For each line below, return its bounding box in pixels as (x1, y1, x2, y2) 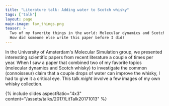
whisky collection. (5, 80, 43, 86)
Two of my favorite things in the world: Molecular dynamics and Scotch (10, 30, 165, 35)
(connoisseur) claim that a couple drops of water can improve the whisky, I (5, 70, 160, 76)
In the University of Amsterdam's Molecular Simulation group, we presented (5, 48, 162, 55)
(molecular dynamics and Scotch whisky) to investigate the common (5, 64, 147, 70)
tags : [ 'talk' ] (5, 12, 37, 17)
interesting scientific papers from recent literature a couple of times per (5, 54, 153, 60)
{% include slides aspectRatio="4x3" (5, 90, 82, 96)
